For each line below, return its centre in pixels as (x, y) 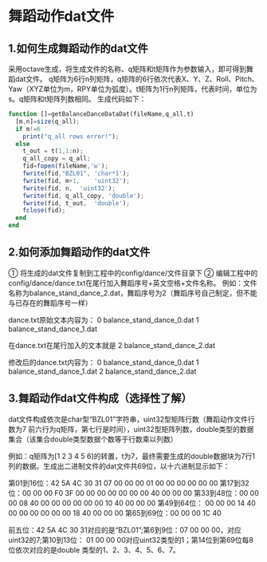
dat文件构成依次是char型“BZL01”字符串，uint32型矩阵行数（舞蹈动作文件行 (132, 419)
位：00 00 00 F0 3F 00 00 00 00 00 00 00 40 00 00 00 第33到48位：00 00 (133, 493)
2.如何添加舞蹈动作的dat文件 (79, 252)
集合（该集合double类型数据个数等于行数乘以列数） (93, 439)
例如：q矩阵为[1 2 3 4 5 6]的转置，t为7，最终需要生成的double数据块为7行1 (132, 456)
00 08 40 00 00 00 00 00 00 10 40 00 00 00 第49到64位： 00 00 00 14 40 (132, 503)
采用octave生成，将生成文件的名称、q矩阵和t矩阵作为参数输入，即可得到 (128, 69)
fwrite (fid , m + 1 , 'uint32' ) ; (76, 180)
